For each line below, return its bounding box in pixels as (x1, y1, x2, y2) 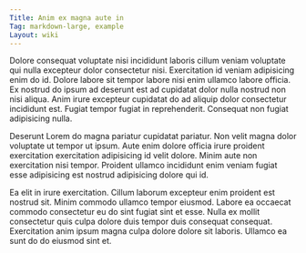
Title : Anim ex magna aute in (9, 13, 125, 23)
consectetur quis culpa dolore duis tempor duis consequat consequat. (9, 216, 273, 228)
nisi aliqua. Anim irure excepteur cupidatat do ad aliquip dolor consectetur (9, 94, 287, 105)
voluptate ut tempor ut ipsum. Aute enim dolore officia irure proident (9, 140, 266, 151)
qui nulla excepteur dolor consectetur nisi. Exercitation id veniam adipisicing (9, 65, 295, 76)
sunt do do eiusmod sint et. (9, 236, 112, 247)
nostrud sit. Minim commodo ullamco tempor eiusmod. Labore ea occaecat (9, 197, 291, 207)
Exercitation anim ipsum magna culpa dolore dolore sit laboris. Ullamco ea (9, 226, 288, 237)
